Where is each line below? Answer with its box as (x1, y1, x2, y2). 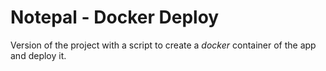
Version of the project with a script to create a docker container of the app (10, 39, 317, 51)
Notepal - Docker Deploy (10, 6, 220, 29)
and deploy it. (10, 49, 67, 61)
